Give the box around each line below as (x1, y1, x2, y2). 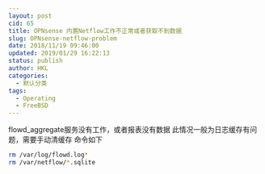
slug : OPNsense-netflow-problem (8, 34, 117, 43)
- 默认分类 (15, 79, 48, 87)
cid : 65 (8, 19, 35, 27)
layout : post (8, 11, 53, 20)
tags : (8, 86, 27, 95)
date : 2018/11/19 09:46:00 (8, 42, 99, 50)
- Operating (15, 94, 57, 102)
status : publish (8, 57, 63, 65)
